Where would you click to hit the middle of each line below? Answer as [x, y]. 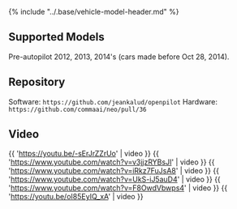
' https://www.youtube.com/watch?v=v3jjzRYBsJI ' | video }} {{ [112, 162]
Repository [37, 82]
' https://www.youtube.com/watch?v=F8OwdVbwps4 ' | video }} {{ [118, 188]
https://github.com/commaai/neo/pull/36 [78, 109]
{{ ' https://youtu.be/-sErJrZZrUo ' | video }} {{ [84, 154]
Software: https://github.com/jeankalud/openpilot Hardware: [113, 101]
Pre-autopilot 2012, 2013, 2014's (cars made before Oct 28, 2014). [119, 57]
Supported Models [56, 37]
